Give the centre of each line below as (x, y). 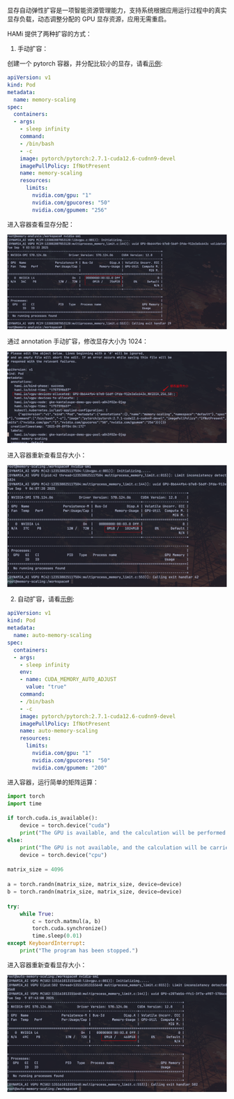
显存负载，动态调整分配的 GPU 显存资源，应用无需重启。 (89, 19)
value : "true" (46, 687)
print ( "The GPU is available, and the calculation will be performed (123, 833)
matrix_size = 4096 (36, 870)
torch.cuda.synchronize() (70, 929)
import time (24, 803)
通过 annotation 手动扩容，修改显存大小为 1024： (78, 341)
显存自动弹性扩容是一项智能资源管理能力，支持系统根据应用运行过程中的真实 (117, 10)
